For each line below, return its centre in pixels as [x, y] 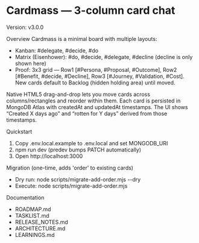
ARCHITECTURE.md [40, 228]
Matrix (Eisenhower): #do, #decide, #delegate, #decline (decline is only [104, 57]
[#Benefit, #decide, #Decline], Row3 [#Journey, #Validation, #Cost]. [100, 76]
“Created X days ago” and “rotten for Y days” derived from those [87, 113]
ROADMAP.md [33, 209]
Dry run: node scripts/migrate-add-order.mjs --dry [78, 179]
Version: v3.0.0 [25, 27]
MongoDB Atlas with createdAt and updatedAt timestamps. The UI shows [97, 107]
